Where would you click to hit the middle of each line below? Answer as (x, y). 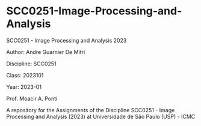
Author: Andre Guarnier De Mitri (46, 52)
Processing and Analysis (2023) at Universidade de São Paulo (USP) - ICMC (101, 116)
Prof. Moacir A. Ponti (32, 98)
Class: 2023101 (25, 75)
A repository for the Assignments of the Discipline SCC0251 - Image (91, 110)
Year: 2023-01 (24, 87)
